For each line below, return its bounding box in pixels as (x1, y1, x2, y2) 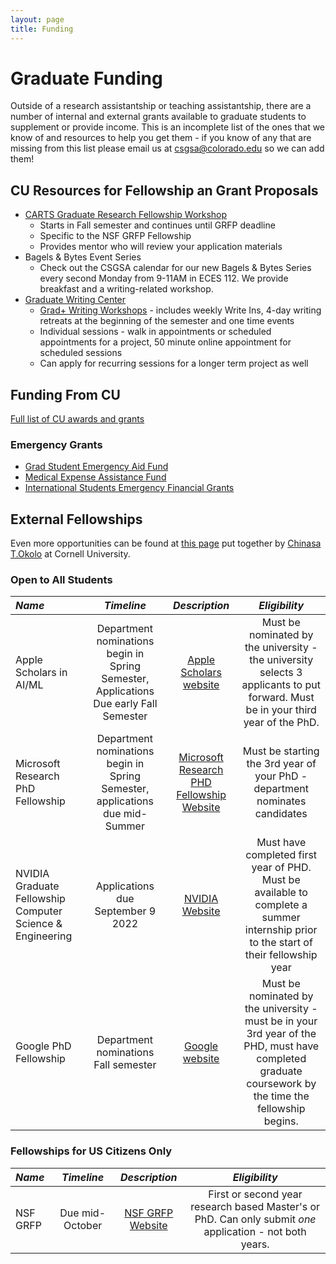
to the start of (249, 936, 313, 950)
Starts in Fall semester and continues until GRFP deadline (39, 219, 276, 231)
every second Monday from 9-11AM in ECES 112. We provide (39, 272, 289, 285)
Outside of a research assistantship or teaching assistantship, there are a (10, 100, 312, 112)
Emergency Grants (10, 437, 103, 451)
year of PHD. (251, 861, 312, 875)
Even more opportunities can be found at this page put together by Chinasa (10, 537, 322, 550)
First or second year (208, 1187, 303, 1201)
